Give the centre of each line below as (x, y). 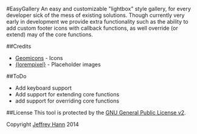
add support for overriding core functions (67, 101)
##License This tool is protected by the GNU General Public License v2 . (96, 112)
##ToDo (16, 76)
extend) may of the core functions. (50, 35)
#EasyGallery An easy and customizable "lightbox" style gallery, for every (99, 9)
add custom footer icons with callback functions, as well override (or (92, 28)
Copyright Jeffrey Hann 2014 (43, 124)
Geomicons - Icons (39, 58)
